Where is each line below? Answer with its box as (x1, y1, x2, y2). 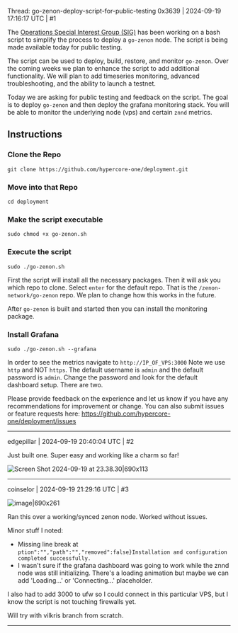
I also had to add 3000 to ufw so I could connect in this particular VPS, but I (7, 590, 229, 598)
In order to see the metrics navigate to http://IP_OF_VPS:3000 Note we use (7, 358, 225, 366)
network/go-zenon (7, 292, 59, 299)
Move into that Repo (7, 182, 78, 192)
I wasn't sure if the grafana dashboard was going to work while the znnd (17, 561, 229, 569)
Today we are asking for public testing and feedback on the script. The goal (7, 93, 229, 101)
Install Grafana (7, 329, 59, 339)
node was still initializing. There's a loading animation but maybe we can (17, 569, 229, 577)
